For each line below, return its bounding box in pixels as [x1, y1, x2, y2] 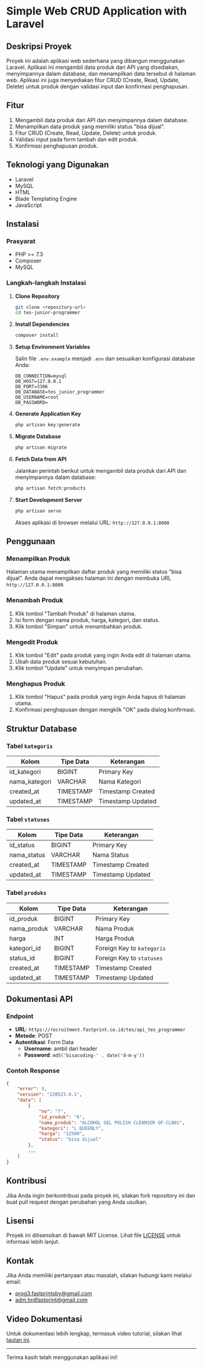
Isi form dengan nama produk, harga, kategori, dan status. [14, 616, 160, 623]
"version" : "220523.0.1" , [17, 1091, 83, 1098]
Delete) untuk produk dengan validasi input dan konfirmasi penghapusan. [6, 83, 189, 90]
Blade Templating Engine [14, 195, 77, 202]
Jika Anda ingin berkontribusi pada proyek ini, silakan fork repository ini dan [6, 1192, 196, 1199]
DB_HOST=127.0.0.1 [14, 378, 62, 385]
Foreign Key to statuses [95, 953, 163, 962]
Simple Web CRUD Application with [6, 4, 187, 18]
